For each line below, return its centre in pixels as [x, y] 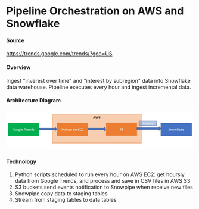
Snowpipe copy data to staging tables [61, 194]
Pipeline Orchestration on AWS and [95, 11]
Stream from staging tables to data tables [66, 200]
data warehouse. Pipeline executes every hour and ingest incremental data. [99, 87]
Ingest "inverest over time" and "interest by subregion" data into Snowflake [98, 80]
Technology [21, 161]
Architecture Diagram [34, 101]
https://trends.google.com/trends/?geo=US [59, 54]
